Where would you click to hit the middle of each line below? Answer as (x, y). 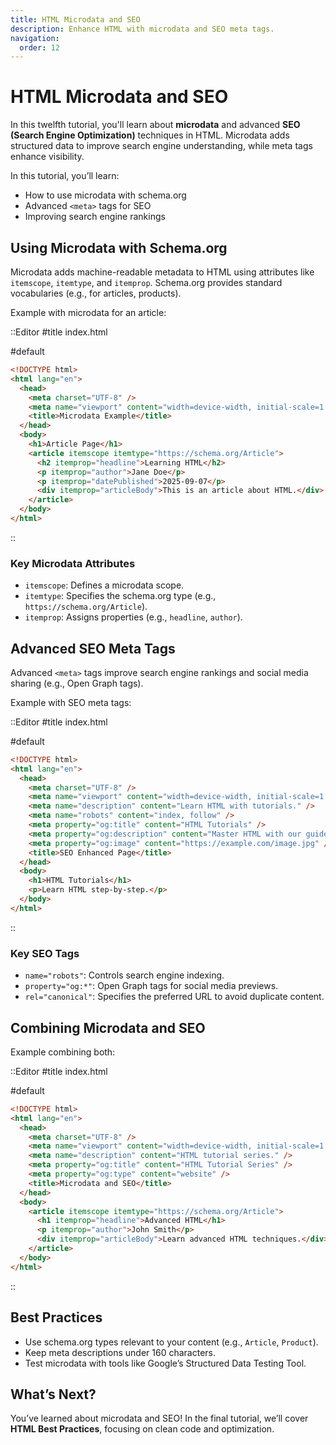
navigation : (35, 38)
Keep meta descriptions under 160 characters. (120, 1352)
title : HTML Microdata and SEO (75, 19)
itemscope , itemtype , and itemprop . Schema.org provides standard (146, 282)
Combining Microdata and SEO (108, 1027)
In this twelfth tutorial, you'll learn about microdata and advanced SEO (155, 125)
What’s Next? (53, 1394)
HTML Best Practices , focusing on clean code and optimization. (142, 1429)
